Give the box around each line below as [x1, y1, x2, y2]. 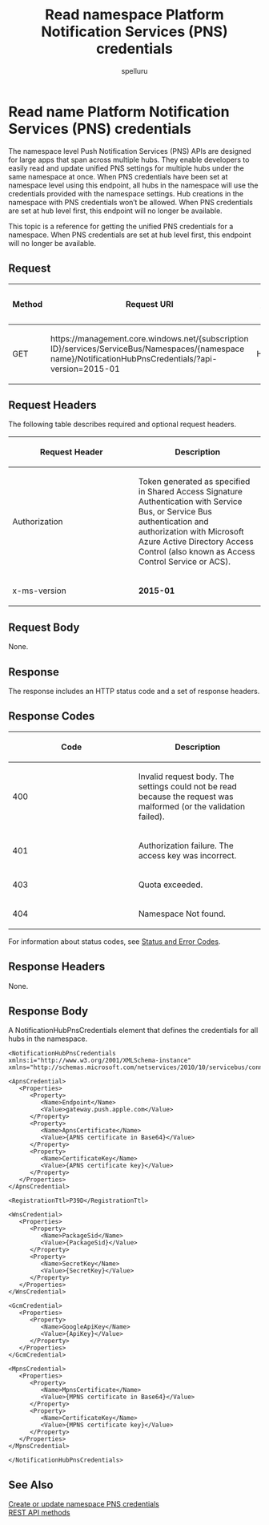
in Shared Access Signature [139, 486, 243, 498]
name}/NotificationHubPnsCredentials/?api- [50, 353, 218, 364]
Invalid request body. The [139, 771, 235, 782]
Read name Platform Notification [8, 103, 230, 121]
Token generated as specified [139, 476, 251, 487]
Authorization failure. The [139, 840, 234, 851]
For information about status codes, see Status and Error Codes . [8, 936, 221, 946]
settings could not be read [139, 781, 238, 792]
